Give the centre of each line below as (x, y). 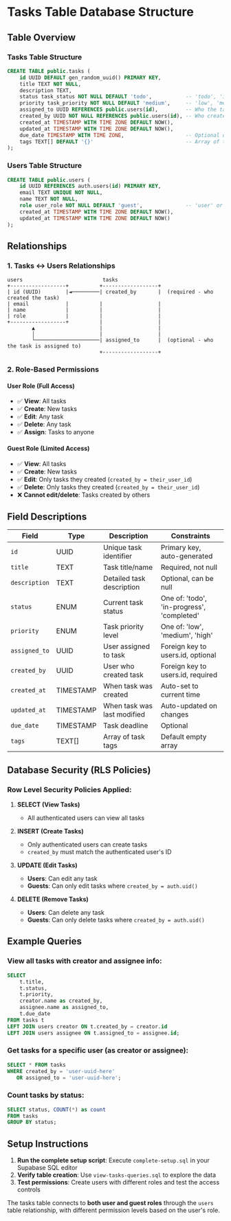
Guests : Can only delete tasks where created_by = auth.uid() (116, 920)
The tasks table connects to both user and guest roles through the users (111, 1203)
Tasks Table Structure (45, 57)
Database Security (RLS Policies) (79, 770)
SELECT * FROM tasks (37, 1065)
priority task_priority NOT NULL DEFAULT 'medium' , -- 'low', (117, 103)
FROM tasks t (26, 1020)
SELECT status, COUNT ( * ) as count (57, 1109)
